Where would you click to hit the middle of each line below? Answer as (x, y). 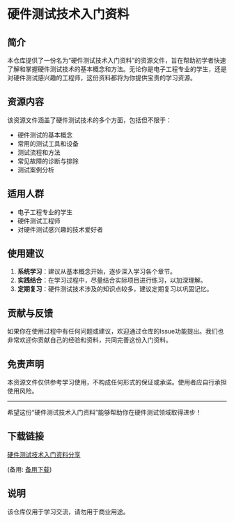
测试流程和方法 (39, 152)
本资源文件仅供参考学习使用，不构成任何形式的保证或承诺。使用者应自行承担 (117, 382)
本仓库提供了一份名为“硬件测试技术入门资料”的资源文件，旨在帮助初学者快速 (117, 60)
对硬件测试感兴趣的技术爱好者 (60, 229)
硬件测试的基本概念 (45, 135)
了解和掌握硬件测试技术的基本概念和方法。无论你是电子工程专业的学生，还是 (117, 69)
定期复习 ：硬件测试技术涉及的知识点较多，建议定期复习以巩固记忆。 (115, 289)
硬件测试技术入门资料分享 (44, 454)
